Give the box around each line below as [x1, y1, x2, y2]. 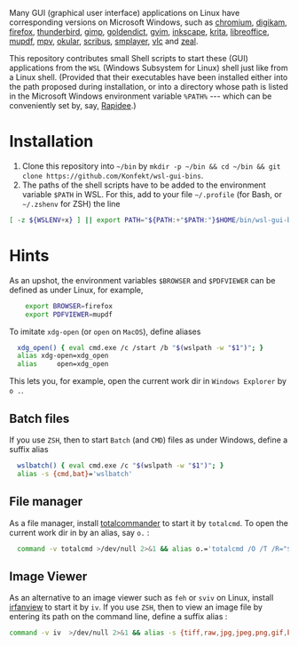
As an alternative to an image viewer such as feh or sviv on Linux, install [9, 593, 274, 603]
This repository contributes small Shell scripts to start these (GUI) [9, 53, 248, 63]
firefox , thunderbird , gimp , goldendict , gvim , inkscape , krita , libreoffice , [9, 27, 271, 36]
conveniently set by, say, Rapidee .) [9, 100, 137, 110]
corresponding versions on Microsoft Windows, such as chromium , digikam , [9, 17, 288, 28]
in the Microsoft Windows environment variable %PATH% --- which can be [9, 91, 272, 101]
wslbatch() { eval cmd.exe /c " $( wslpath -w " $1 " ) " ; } [17, 461, 224, 470]
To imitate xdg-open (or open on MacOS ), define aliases [9, 326, 201, 337]
